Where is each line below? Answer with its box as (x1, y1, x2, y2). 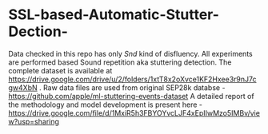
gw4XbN (8, 82, 38, 93)
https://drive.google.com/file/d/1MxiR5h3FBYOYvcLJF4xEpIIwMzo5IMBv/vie (8, 108, 260, 117)
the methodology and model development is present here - (8, 100, 202, 109)
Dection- (8, 22, 68, 41)
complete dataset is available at (8, 65, 113, 75)
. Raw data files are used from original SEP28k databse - (38, 82, 226, 93)
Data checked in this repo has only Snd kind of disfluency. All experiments (8, 49, 254, 58)
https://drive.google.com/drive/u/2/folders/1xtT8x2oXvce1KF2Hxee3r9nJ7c (8, 74, 257, 84)
